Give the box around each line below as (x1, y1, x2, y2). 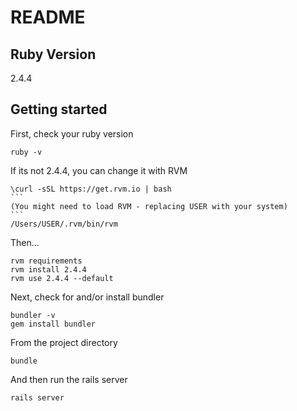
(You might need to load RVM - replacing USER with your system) (10, 201, 288, 211)
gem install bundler (10, 319, 97, 329)
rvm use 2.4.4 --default (10, 273, 114, 283)
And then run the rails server (10, 373, 128, 385)
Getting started (10, 101, 108, 118)
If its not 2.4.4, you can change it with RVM (10, 164, 188, 176)
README (10, 6, 86, 29)
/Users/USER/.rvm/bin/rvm (10, 219, 118, 229)
